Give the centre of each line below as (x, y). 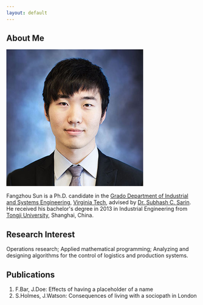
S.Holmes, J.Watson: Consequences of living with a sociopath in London (106, 296)
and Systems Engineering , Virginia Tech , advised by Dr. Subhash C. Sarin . (99, 202)
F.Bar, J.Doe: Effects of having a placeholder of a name (84, 289)
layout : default (27, 13)
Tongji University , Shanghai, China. (50, 215)
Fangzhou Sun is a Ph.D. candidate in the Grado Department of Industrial (97, 196)
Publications (31, 274)
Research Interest (41, 234)
